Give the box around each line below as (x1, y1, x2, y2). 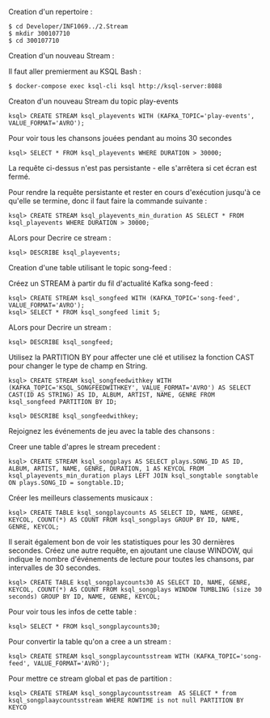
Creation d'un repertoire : (8, 7, 93, 16)
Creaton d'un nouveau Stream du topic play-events (8, 96, 179, 106)
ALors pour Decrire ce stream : (8, 233, 112, 242)
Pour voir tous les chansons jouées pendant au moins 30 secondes (8, 134, 232, 142)
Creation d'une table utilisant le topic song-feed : (8, 263, 172, 272)
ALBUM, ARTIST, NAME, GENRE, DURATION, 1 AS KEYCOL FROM (8, 465, 205, 473)
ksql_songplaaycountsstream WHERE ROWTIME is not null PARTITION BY (8, 696, 244, 704)
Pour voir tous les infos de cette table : (8, 607, 137, 616)
